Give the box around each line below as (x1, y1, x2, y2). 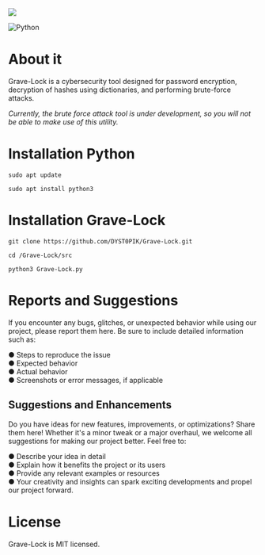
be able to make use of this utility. (8, 117, 119, 126)
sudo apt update (8, 170, 62, 179)
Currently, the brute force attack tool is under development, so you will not (8, 109, 252, 118)
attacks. (8, 93, 35, 102)
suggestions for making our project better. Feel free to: (8, 436, 187, 446)
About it (8, 51, 62, 68)
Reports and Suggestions (8, 292, 179, 309)
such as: (8, 335, 36, 344)
